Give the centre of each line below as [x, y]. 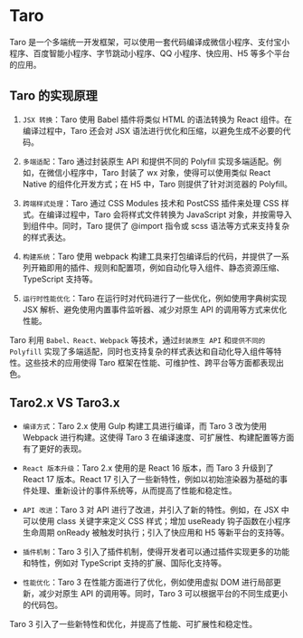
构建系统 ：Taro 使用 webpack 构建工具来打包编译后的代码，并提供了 [148, 256]
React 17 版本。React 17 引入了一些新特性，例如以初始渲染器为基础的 [151, 479]
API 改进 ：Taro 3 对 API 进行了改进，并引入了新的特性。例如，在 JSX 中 [156, 509]
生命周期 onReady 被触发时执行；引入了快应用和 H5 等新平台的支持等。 [156, 532]
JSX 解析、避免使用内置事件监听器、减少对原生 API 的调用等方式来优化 [155, 309]
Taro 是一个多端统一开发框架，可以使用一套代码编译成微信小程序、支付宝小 [150, 42]
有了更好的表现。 [54, 448]
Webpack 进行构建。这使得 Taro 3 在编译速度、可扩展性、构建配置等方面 [158, 437]
